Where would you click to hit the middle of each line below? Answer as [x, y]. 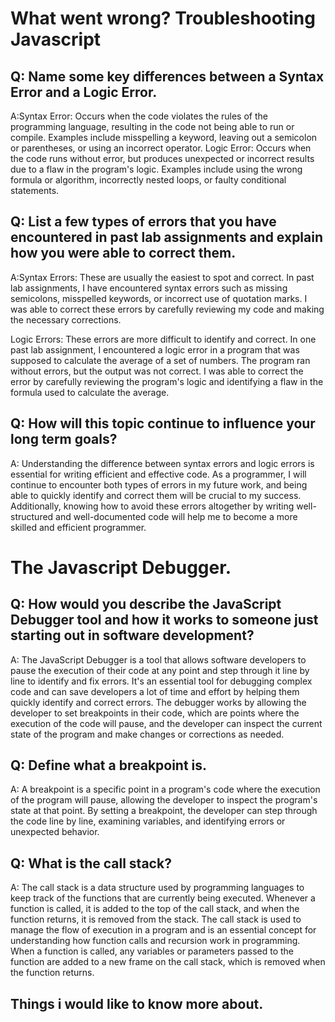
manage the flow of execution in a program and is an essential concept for [163, 930]
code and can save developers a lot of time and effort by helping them [155, 691]
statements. [35, 190]
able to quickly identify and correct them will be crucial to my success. [156, 495]
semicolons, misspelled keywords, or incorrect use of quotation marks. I [159, 298]
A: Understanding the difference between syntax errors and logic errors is [162, 463]
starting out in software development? [132, 635]
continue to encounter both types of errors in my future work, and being [159, 484]
